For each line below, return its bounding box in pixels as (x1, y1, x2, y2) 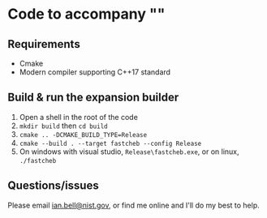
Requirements (7, 37, 80, 51)
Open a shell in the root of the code (19, 112, 139, 122)
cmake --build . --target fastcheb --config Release (19, 139, 202, 147)
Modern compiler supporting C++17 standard (19, 67, 171, 77)
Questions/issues (7, 179, 99, 193)
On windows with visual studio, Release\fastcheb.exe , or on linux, (19, 147, 240, 156)
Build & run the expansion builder (7, 91, 179, 105)
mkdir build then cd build (19, 121, 108, 130)
